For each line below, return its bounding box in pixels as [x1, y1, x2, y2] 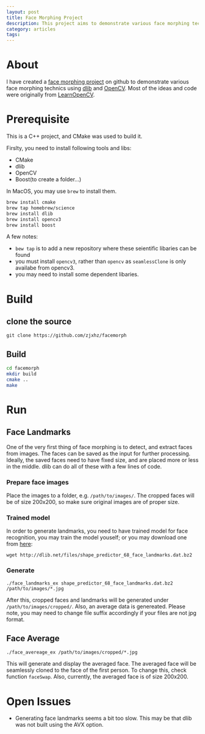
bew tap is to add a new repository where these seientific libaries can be [15, 245, 197, 252]
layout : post [6, 9, 40, 15]
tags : [6, 32, 20, 38]
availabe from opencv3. [15, 264, 75, 272]
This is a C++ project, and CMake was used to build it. [6, 132, 143, 140]
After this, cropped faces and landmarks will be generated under [6, 596, 169, 603]
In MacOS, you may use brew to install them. [6, 187, 117, 195]
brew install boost [6, 222, 56, 228]
